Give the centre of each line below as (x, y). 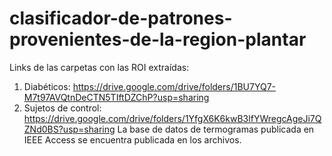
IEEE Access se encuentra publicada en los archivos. (132, 139)
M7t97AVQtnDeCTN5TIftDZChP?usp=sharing (116, 97)
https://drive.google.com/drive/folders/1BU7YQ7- (174, 86)
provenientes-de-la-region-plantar (158, 39)
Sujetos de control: (62, 108)
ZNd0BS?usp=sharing (69, 129)
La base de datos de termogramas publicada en (216, 129)
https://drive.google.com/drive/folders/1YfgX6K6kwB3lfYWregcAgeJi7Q (172, 118)
